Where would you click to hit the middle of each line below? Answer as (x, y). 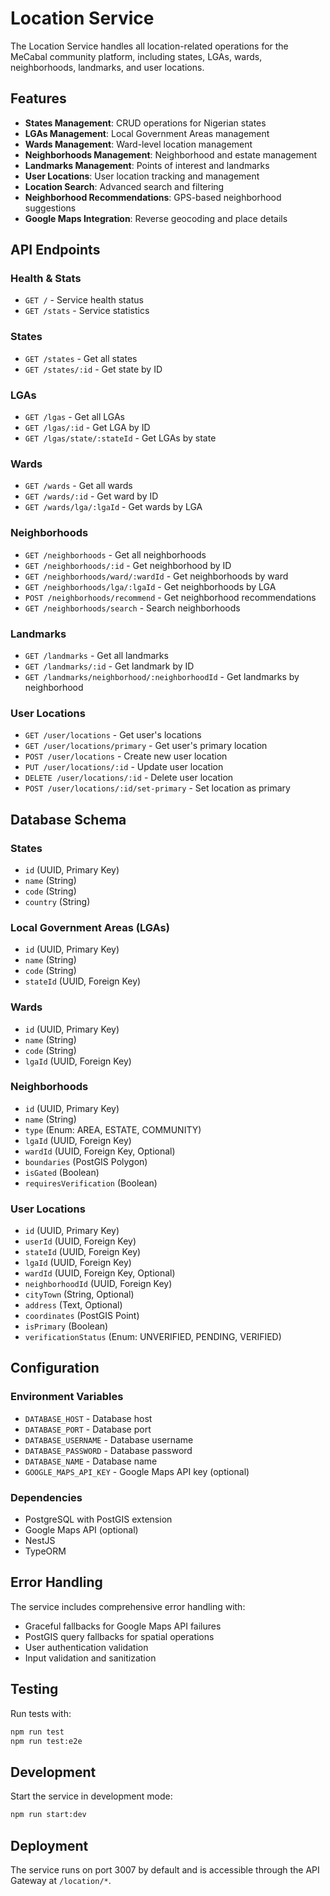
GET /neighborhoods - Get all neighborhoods (115, 554)
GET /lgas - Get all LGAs (74, 417)
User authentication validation (86, 1647)
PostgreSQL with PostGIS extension (98, 1519)
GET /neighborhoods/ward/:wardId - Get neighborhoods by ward (156, 576)
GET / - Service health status (84, 300)
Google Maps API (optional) (81, 1530)
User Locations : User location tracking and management (142, 176)
